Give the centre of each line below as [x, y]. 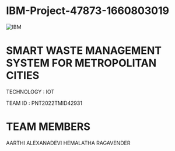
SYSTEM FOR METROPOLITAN [81, 63]
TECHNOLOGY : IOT [30, 91]
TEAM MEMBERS [48, 127]
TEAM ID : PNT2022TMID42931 [44, 103]
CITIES [23, 76]
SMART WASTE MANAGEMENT [84, 51]
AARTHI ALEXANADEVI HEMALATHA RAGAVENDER [68, 143]
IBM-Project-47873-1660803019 [87, 11]
